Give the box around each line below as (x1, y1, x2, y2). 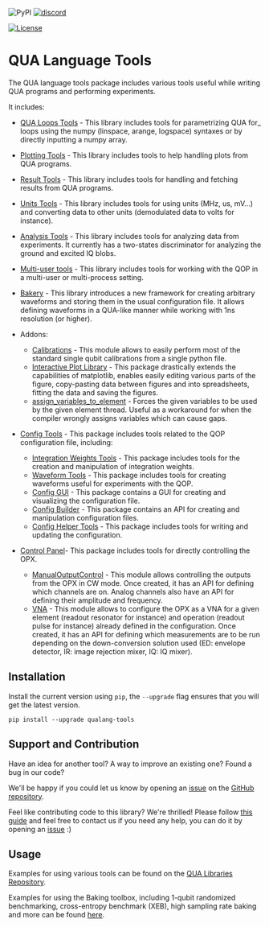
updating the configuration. (31, 529, 123, 539)
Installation (8, 670, 66, 684)
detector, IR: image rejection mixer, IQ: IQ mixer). (31, 646, 193, 656)
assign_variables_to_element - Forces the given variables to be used (31, 396, 258, 406)
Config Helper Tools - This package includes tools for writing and (31, 521, 249, 531)
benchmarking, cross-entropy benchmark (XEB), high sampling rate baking (8, 901, 257, 911)
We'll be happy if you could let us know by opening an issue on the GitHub (8, 783, 255, 793)
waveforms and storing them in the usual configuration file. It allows (19, 296, 245, 306)
